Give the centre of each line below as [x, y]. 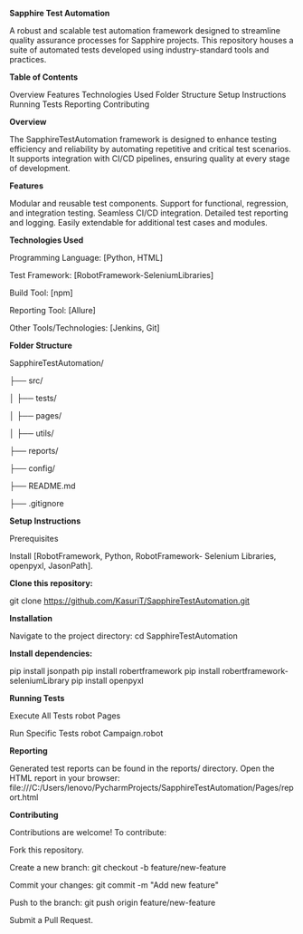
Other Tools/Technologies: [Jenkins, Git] [85, 328]
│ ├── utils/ [32, 433]
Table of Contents [44, 77]
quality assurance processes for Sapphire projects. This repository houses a [151, 40]
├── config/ [33, 468]
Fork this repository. [47, 850]
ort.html [24, 797]
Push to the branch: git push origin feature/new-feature [113, 902]
